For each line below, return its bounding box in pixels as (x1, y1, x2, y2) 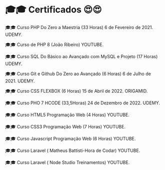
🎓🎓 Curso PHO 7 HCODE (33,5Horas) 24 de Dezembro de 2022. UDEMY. (5, 100, 160, 106)
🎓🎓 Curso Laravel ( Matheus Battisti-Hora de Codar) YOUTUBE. (5, 147, 140, 153)
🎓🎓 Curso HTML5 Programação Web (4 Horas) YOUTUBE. (5, 111, 130, 118)
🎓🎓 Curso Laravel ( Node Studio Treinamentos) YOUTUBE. (5, 159, 130, 165)
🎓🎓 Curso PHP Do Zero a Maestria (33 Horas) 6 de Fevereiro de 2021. (5, 24, 153, 30)
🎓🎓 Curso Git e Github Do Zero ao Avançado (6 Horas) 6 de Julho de (5, 71, 151, 77)
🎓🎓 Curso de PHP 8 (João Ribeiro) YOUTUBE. (5, 41, 104, 48)
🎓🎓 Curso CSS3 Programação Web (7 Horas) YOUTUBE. (5, 123, 126, 129)
